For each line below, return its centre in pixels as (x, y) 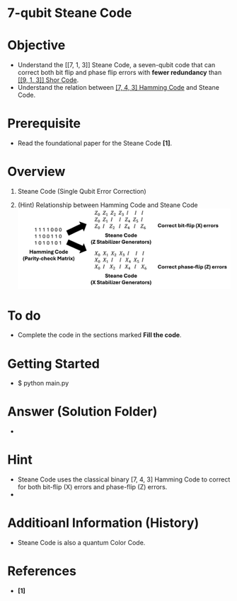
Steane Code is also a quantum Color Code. (81, 543)
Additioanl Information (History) (103, 523)
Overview (36, 172)
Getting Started (54, 364)
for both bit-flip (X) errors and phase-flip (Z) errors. (92, 487)
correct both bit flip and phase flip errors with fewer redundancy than (120, 73)
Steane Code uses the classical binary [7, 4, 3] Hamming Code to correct (124, 479)
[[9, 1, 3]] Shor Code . (48, 80)
